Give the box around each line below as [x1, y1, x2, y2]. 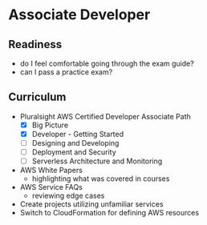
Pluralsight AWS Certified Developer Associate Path [19, 111, 191, 121]
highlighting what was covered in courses [31, 174, 170, 183]
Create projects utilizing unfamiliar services [19, 199, 164, 209]
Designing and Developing [31, 138, 120, 147]
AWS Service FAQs [19, 183, 83, 192]
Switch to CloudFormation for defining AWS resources [19, 208, 199, 218]
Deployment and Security [31, 147, 116, 157]
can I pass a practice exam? [19, 67, 113, 77]
